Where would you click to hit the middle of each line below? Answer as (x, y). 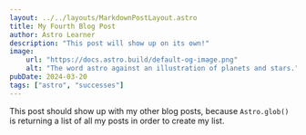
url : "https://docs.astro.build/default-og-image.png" (132, 60)
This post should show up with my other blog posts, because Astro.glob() (149, 111)
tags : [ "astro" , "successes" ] (67, 85)
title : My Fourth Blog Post (63, 26)
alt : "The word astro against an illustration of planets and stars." (163, 69)
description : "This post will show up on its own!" (109, 43)
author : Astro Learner (52, 34)
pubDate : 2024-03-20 (49, 77)
